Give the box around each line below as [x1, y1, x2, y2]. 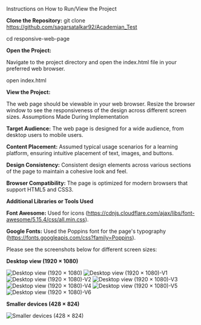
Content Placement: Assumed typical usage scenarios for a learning [6, 143, 179, 150]
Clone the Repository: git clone [6, 17, 86, 24]
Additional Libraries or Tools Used [6, 198, 94, 205]
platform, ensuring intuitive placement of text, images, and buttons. [6, 150, 174, 156]
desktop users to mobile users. [6, 132, 84, 138]
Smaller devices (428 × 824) [6, 300, 80, 307]
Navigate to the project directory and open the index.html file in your [6, 59, 177, 65]
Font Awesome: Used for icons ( [6, 209, 88, 216]
